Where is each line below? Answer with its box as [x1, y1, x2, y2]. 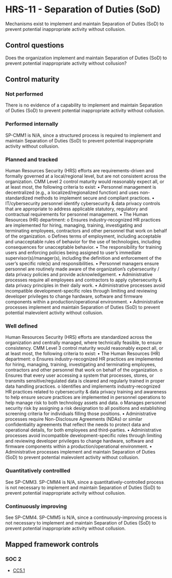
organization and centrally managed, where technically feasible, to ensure [5, 339, 162, 346]
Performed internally [5, 120, 59, 128]
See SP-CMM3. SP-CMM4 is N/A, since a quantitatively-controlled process [5, 479, 164, 485]
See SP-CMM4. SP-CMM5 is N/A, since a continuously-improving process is [5, 514, 167, 520]
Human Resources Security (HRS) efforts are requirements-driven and [5, 168, 154, 174]
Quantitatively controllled [5, 467, 71, 474]
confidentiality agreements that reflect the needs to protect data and [5, 422, 150, 428]
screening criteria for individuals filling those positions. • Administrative [5, 410, 157, 417]
